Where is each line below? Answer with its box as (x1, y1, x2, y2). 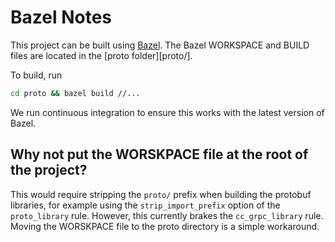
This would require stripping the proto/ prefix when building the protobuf (10, 188, 312, 200)
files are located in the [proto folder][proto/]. (10, 49, 193, 61)
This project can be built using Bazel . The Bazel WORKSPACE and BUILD (10, 39, 310, 51)
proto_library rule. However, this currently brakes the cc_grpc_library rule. (10, 209, 324, 221)
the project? (10, 162, 88, 179)
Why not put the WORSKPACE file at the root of (10, 146, 309, 163)
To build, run (10, 69, 63, 81)
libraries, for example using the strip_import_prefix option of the (10, 199, 281, 211)
